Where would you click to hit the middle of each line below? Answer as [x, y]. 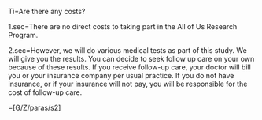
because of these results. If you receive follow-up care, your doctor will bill [130, 67]
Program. [23, 35]
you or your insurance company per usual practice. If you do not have [121, 75]
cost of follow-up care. [45, 92]
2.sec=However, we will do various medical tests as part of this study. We [128, 50]
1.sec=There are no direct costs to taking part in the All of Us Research [123, 26]
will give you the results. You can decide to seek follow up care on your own [131, 59]
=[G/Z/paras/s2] [35, 107]
